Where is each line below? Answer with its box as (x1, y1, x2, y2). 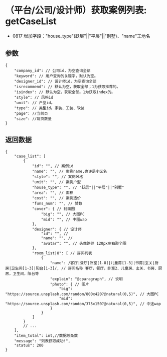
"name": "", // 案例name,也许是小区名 (32, 169, 107, 174)
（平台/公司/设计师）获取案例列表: (5, 5, 147, 16)
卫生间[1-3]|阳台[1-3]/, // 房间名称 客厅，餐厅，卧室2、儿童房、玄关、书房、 (11, 265, 159, 271)
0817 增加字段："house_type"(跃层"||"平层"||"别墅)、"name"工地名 (12, 33, 150, 39)
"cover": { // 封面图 (32, 206, 75, 211)
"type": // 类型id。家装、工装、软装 (14, 105, 85, 111)
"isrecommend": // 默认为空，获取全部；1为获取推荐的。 (14, 84, 120, 89)
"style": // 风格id (14, 95, 54, 100)
